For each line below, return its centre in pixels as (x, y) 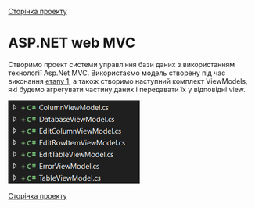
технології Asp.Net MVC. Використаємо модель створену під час (117, 73)
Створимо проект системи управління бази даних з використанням (122, 64)
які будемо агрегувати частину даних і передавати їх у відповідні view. (127, 89)
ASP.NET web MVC (72, 43)
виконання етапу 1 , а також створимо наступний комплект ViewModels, (128, 81)
